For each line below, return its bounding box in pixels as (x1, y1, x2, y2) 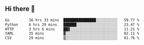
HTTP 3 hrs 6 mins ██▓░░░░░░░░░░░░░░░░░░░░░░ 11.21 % (5, 27, 139, 31)
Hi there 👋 (5, 5, 35, 13)
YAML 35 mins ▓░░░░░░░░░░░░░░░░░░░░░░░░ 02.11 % (5, 31, 139, 36)
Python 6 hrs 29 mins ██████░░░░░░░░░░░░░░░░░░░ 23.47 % (5, 22, 139, 27)
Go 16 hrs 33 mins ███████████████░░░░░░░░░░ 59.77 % (5, 17, 139, 22)
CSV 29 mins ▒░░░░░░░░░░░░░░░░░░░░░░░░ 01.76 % (5, 36, 139, 41)
